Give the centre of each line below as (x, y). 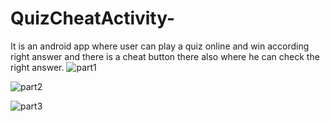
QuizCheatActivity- (93, 18)
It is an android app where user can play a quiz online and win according (160, 46)
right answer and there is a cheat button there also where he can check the (165, 56)
